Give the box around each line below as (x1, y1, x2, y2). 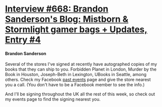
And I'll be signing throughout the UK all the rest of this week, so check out (5, 91, 155, 97)
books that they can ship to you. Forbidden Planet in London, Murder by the (5, 66, 157, 72)
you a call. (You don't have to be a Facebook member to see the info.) (5, 82, 145, 88)
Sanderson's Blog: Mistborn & (5, 14, 128, 25)
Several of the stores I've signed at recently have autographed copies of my (5, 61, 157, 67)
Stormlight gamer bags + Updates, (5, 24, 147, 35)
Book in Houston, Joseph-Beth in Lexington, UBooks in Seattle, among (5, 72, 147, 77)
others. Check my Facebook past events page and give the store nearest (5, 76, 151, 83)
